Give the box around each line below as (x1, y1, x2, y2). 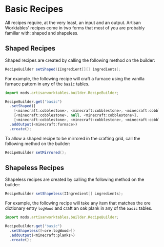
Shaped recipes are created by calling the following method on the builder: (5, 57, 155, 63)
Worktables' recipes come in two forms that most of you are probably (5, 25, 145, 30)
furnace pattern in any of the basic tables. (5, 81, 90, 87)
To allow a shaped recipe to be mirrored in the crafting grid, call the (5, 135, 141, 141)
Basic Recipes (5, 3, 63, 15)
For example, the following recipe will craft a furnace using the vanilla (5, 75, 145, 81)
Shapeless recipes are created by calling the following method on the (5, 176, 144, 182)
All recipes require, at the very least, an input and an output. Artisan (5, 20, 141, 25)
